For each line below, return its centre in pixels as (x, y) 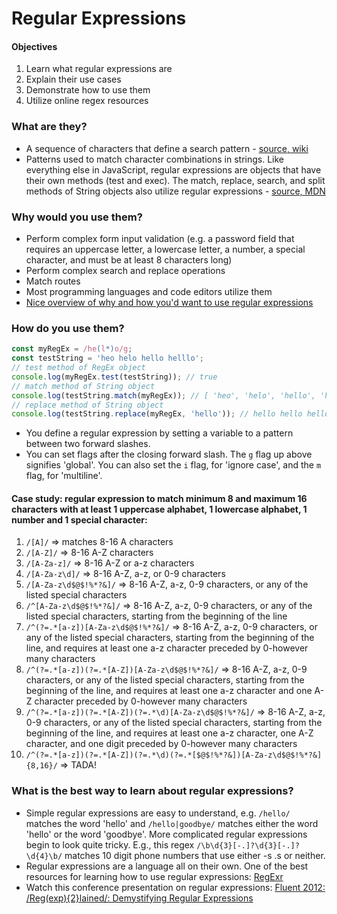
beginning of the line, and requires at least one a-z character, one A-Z (169, 733)
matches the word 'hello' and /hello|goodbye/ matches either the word (172, 823)
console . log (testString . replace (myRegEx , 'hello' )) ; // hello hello (157, 414)
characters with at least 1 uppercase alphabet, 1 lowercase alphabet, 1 (159, 509)
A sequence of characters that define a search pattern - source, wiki (167, 148)
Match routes (53, 281)
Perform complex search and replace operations (125, 270)
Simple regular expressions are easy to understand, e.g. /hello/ (158, 813)
